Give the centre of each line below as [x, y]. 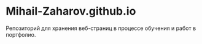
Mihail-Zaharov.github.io [71, 11]
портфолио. [21, 34]
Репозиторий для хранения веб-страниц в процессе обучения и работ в [101, 28]
